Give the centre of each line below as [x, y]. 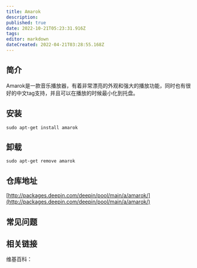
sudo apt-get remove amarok [41, 161]
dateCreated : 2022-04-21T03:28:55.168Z [55, 45]
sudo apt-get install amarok [42, 127]
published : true [26, 23]
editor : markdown [28, 39]
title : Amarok [24, 12]
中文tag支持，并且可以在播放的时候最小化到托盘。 [77, 93]
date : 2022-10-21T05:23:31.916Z [46, 28]
